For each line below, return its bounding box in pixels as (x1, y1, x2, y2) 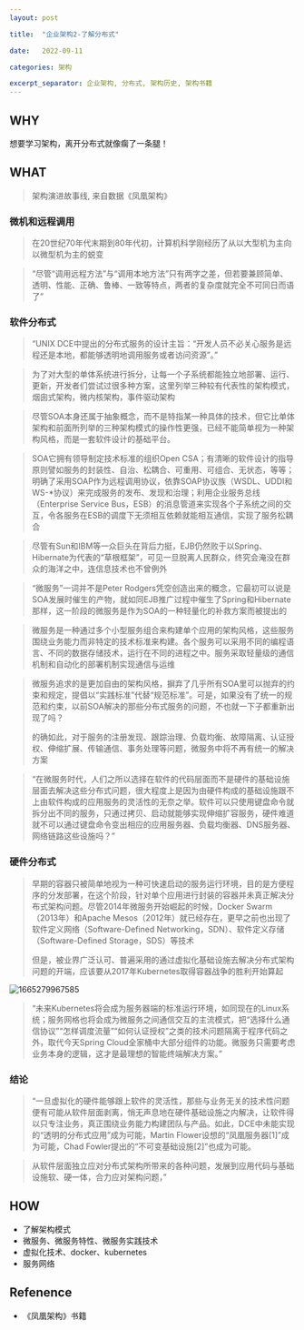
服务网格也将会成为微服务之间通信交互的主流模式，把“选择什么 (47, 1013, 282, 1024)
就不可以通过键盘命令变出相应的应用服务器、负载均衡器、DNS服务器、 (31, 820, 296, 831)
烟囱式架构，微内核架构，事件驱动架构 (31, 392, 175, 403)
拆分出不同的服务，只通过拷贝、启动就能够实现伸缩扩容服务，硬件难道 (31, 808, 295, 819)
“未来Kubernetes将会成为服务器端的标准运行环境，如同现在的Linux (31, 1003, 282, 1013)
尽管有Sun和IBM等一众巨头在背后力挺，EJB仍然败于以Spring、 (31, 540, 268, 551)
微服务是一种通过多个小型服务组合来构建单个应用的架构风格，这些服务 (31, 625, 295, 636)
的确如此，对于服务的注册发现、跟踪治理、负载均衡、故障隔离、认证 (31, 731, 287, 742)
